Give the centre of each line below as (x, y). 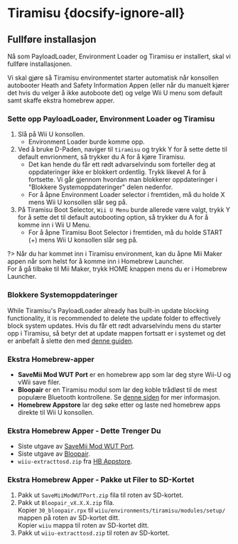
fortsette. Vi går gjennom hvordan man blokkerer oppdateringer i (123, 180)
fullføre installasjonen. (40, 64)
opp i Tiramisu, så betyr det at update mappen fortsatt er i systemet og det (117, 333)
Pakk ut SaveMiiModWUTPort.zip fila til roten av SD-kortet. (100, 495)
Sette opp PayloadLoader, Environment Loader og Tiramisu (111, 119)
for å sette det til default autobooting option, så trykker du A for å (113, 218)
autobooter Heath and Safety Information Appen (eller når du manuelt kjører (118, 85)
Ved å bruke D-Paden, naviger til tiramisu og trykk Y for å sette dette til (122, 149)
